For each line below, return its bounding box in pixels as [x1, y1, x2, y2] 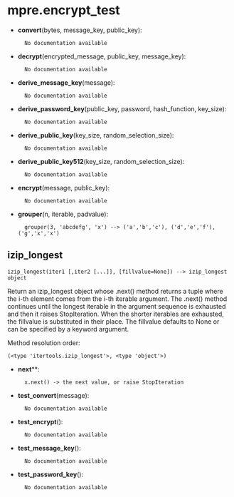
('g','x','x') [17, 230, 60, 237]
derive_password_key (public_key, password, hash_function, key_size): [17, 104, 227, 113]
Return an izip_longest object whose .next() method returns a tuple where [7, 287, 223, 295]
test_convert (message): [17, 391, 90, 399]
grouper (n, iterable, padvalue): [17, 210, 109, 218]
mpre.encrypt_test [7, 2, 121, 19]
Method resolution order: [7, 338, 80, 347]
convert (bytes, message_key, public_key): [17, 26, 142, 34]
